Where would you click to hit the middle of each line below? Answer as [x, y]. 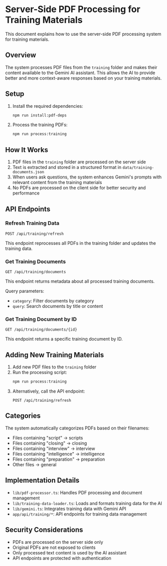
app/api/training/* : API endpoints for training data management [79, 514]
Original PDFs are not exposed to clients [54, 547]
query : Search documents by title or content [58, 306]
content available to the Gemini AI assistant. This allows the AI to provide [80, 73]
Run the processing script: [40, 372]
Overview [21, 55]
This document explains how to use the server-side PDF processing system [83, 34]
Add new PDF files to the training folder [54, 367]
